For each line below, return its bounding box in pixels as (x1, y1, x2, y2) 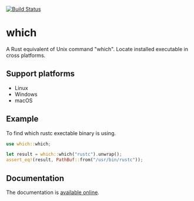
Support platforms (6, 69, 75, 79)
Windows (14, 91, 38, 98)
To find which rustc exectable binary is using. (6, 129, 116, 136)
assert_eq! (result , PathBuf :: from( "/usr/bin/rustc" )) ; (6, 157, 143, 163)
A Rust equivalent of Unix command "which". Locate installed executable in (6, 45, 188, 52)
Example (6, 114, 39, 124)
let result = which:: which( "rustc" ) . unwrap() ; (6, 152, 122, 158)
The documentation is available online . (6, 189, 100, 196)
